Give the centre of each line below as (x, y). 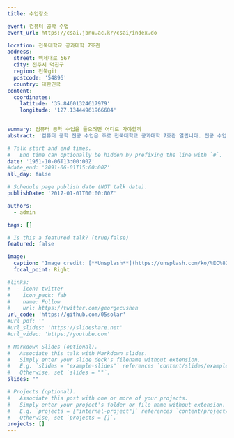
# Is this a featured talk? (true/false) (68, 238)
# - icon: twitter (36, 289)
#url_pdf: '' (26, 322)
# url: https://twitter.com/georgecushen (73, 308)
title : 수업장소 (28, 14)
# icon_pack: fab (37, 295)
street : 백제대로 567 (42, 59)
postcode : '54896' (40, 77)
